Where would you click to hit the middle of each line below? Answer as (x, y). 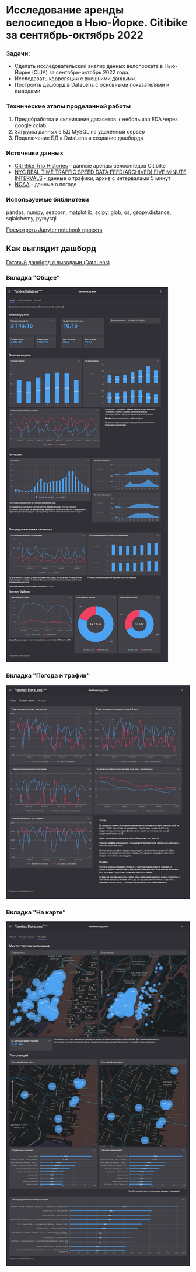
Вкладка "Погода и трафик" (48, 676)
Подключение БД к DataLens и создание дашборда (79, 138)
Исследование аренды (65, 10)
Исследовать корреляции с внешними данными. (75, 79)
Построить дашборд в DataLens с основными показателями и (92, 85)
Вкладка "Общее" (33, 278)
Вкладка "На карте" (36, 912)
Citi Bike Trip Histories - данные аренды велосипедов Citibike (90, 166)
